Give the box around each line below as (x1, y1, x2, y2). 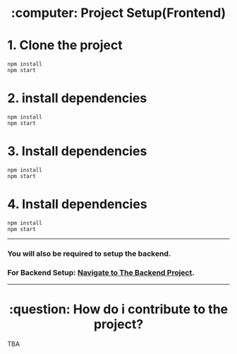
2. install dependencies (7, 90, 147, 107)
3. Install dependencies (7, 143, 147, 160)
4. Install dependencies (7, 196, 147, 213)
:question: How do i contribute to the (8, 302, 229, 317)
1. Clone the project (7, 37, 123, 54)
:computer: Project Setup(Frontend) (11, 5, 226, 21)
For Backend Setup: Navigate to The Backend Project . (7, 267, 195, 277)
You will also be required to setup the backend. (7, 249, 171, 259)
